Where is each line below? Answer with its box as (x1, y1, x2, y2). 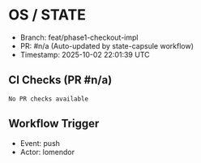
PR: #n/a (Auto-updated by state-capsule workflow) (19, 41, 195, 50)
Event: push (19, 138, 61, 148)
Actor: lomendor (19, 147, 75, 157)
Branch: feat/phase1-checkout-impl (19, 32, 139, 42)
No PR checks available (8, 95, 89, 103)
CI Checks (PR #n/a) (8, 73, 113, 87)
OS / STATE (8, 6, 87, 24)
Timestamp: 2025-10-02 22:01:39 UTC (19, 49, 150, 59)
